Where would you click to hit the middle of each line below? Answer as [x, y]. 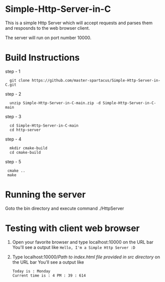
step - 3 [13, 116]
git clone [20, 80]
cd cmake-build [25, 152]
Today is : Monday [31, 271]
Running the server [45, 195]
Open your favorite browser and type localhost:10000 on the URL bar [83, 242]
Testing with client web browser [72, 228]
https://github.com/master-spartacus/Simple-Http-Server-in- [96, 80]
